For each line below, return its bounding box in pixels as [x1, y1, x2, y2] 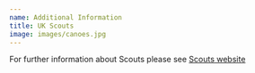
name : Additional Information [9, 12, 123, 22]
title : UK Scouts [9, 21, 75, 30]
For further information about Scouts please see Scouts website [9, 54, 246, 65]
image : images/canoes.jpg [9, 29, 106, 38]
